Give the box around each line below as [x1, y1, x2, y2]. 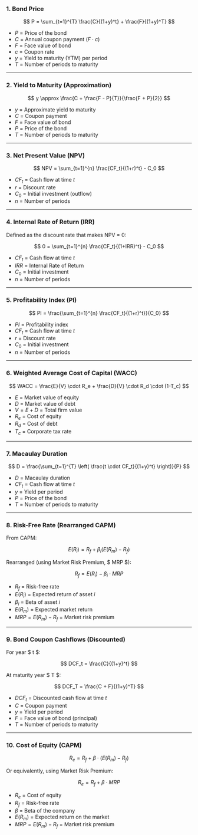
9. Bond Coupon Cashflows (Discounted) [6, 635, 126, 643]
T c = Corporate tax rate [14, 428, 72, 436]
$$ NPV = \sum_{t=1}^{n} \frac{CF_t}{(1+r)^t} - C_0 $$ [33, 165, 165, 172]
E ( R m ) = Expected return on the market [14, 813, 110, 821]
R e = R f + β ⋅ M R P [77, 779, 121, 787]
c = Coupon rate [14, 48, 55, 55]
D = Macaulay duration [14, 474, 71, 482]
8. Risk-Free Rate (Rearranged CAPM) [6, 521, 116, 529]
